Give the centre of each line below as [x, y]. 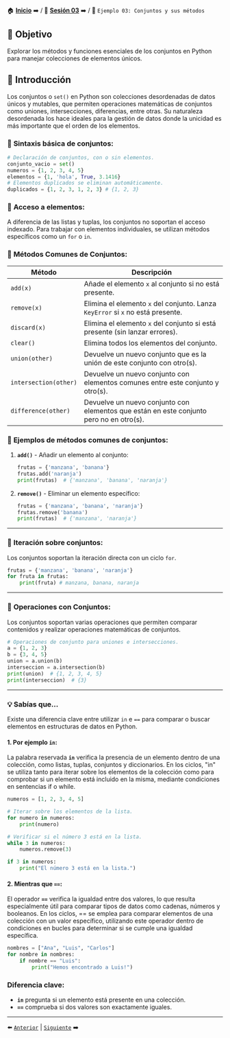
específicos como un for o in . [50, 237]
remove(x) [26, 308]
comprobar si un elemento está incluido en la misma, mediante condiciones [114, 779]
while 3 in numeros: [37, 843]
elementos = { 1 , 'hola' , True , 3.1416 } [64, 177]
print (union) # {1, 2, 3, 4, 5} [55, 673]
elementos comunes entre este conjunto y [151, 382]
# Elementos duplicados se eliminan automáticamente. [86, 183]
